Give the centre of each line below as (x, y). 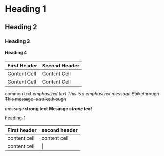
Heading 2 (21, 27)
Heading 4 (16, 53)
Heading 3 (18, 41)
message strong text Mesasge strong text (49, 108)
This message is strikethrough (36, 99)
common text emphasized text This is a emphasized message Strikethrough (82, 93)
